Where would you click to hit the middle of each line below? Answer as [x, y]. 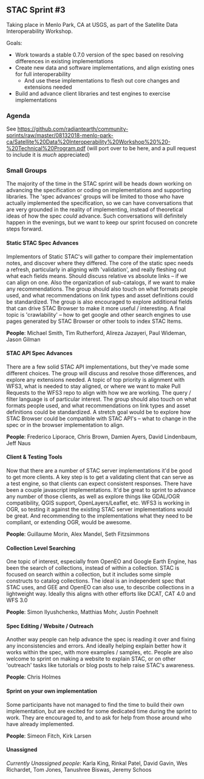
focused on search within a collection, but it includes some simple [89, 575]
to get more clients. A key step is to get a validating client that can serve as [100, 477]
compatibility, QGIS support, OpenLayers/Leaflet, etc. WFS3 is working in [98, 503]
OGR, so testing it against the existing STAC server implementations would [99, 510]
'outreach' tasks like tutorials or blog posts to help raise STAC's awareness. [101, 665]
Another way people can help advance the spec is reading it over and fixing [101, 639]
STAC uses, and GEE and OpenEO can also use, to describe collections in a [100, 587]
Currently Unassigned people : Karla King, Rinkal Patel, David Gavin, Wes [97, 763]
